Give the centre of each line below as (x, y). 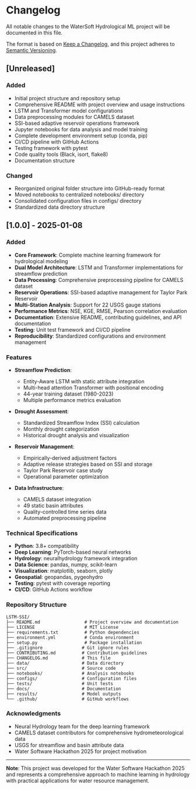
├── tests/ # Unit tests (60, 683)
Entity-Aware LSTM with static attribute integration (84, 381)
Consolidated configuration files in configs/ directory (78, 200)
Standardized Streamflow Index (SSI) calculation (81, 423)
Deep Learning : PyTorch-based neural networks (73, 552)
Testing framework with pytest (51, 148)
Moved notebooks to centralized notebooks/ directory (79, 195)
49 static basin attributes (53, 505)
